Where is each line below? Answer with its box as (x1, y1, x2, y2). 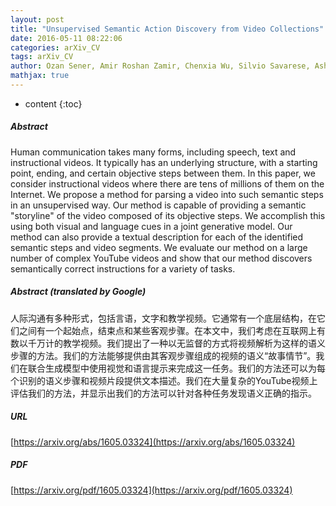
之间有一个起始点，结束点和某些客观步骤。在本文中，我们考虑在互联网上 (18, 324, 317, 336)
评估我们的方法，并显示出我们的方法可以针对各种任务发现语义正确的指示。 (10, 387, 317, 399)
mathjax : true (10, 71, 70, 81)
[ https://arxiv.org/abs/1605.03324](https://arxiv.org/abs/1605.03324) (10, 436, 296, 448)
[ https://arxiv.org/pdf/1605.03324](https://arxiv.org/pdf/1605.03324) (10, 484, 293, 496)
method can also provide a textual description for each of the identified (10, 231, 304, 243)
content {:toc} (24, 97, 83, 110)
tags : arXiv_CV (10, 52, 74, 62)
